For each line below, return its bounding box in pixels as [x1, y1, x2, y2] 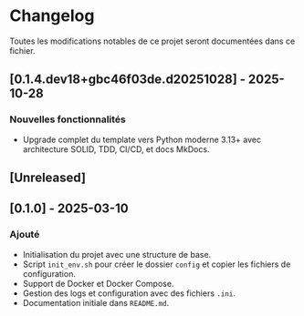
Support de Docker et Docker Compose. [22, 278, 174, 289]
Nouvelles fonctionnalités [9, 113, 126, 126]
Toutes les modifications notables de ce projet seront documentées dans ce [9, 36, 296, 46]
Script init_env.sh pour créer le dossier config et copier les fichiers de [22, 259, 291, 270]
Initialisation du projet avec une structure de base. [22, 249, 212, 260]
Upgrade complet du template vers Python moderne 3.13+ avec [22, 134, 262, 145]
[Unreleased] [9, 170, 87, 186]
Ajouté [9, 229, 40, 241]
